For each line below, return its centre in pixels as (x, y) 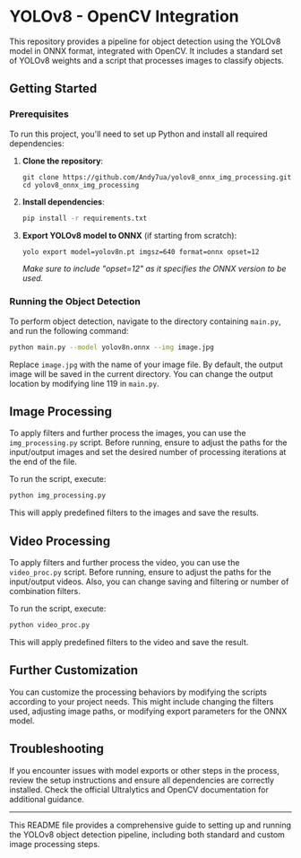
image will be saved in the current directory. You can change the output (141, 373)
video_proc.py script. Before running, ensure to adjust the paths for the (140, 573)
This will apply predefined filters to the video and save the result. (129, 642)
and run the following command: (69, 330)
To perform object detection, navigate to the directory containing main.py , (145, 321)
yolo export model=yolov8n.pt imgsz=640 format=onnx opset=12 (141, 252)
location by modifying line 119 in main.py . (84, 383)
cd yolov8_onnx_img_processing (81, 185)
